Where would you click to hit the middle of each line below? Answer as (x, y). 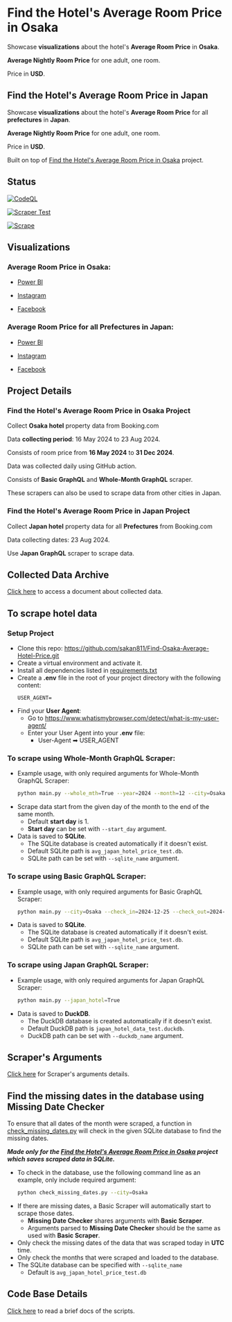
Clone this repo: (40, 649)
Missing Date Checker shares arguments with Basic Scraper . (116, 1221)
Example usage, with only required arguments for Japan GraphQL (111, 980)
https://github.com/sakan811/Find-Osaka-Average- (137, 649)
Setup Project (30, 633)
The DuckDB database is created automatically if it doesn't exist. (120, 1021)
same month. (36, 814)
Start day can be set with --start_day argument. (97, 829)
